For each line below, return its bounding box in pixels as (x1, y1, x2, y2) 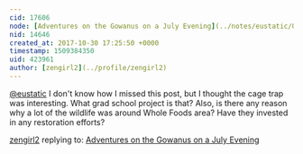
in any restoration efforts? (9, 116, 106, 127)
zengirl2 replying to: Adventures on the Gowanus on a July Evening (9, 134, 260, 145)
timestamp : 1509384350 (9, 47, 95, 56)
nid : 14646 (9, 30, 50, 39)
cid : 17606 (9, 13, 50, 23)
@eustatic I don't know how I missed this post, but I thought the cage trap (9, 87, 284, 99)
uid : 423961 (9, 55, 54, 64)
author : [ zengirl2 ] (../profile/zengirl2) (9, 64, 168, 73)
